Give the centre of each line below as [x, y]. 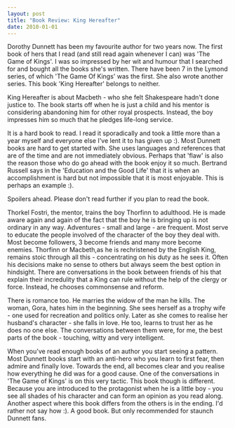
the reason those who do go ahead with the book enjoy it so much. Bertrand [117, 163]
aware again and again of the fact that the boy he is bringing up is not [108, 220]
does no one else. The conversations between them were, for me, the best [115, 331]
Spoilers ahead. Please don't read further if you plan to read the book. [108, 199]
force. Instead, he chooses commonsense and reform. [86, 287]
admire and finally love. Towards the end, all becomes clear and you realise [116, 366]
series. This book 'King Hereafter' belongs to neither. [84, 84]
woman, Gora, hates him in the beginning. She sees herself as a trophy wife [116, 308]
